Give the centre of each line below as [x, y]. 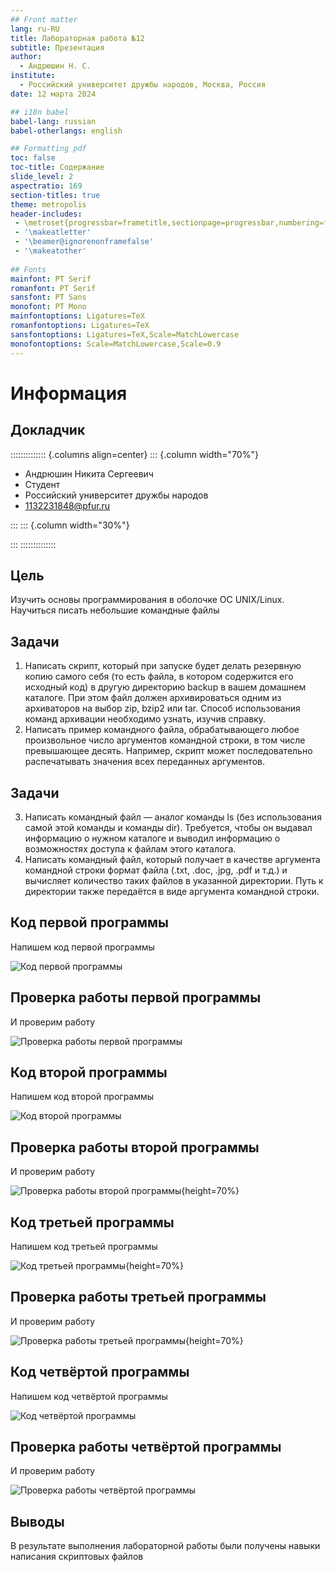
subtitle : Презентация [57, 47]
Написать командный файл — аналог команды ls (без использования [173, 817]
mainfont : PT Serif [51, 279]
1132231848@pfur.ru [67, 505]
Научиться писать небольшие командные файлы [115, 610]
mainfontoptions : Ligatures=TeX [77, 316]
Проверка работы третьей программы [138, 1297]
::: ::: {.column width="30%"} [70, 525]
